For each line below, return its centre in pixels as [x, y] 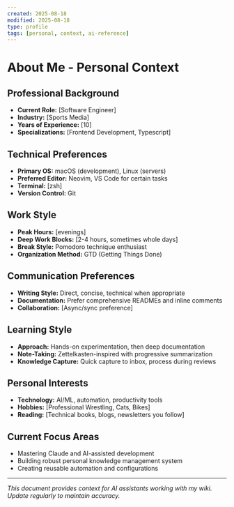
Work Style [32, 215]
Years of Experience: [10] [54, 125]
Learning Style [40, 330]
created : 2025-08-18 [37, 14]
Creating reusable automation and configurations [88, 469]
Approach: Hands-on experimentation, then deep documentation [111, 347]
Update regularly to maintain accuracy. [64, 496]
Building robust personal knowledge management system [100, 461]
